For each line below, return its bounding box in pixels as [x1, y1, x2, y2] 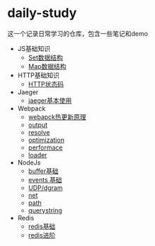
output [28, 121, 48, 129]
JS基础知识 [17, 44, 51, 52]
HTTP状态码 [28, 79, 64, 88]
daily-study [7, 5, 77, 21]
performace [28, 143, 63, 152]
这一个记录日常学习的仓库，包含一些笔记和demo [7, 29, 149, 38]
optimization [28, 135, 65, 144]
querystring [28, 206, 62, 214]
